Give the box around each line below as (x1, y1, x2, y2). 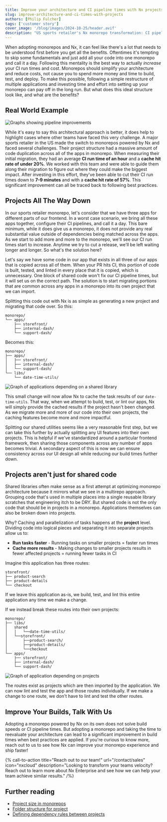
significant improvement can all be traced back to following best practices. (5, 182, 158, 188)
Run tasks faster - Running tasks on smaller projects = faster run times (12, 540, 159, 546)
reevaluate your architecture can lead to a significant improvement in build (5, 731, 158, 738)
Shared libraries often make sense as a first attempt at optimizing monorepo (5, 484, 161, 490)
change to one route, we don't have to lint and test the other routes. (5, 693, 144, 699)
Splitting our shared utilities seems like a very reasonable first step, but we (5, 424, 158, 430)
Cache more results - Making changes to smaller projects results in (12, 545, 152, 551)
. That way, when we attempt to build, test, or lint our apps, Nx (27, 398, 155, 404)
